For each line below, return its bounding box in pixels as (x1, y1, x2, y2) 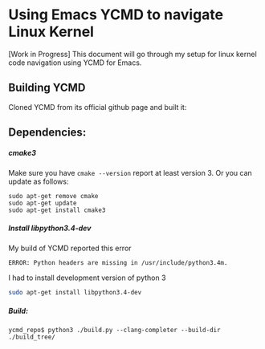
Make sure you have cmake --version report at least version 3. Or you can (8, 168, 253, 178)
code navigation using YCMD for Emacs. (8, 58, 142, 67)
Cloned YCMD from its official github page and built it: (8, 102, 187, 112)
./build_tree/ (8, 333, 56, 341)
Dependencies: (8, 126, 87, 140)
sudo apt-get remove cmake (8, 193, 99, 201)
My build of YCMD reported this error (8, 243, 132, 254)
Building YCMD (8, 81, 86, 95)
